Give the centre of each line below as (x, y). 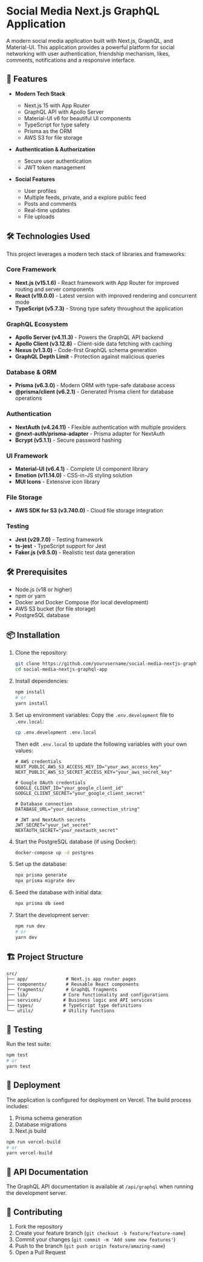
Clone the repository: (41, 653)
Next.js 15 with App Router (57, 105)
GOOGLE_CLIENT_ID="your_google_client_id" (69, 788)
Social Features (35, 179)
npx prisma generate (41, 875)
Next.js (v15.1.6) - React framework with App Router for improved (97, 283)
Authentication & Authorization (55, 149)
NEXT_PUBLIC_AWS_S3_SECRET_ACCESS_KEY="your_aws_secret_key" (94, 772)
